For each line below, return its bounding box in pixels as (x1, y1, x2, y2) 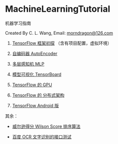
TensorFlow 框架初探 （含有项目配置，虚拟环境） (12, 40, 112, 46)
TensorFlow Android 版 (12, 102, 59, 108)
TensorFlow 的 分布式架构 (12, 92, 65, 98)
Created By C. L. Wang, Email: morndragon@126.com (5, 30, 113, 36)
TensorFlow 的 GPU (12, 82, 53, 88)
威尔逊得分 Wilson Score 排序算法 (12, 123, 81, 129)
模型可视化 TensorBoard (12, 71, 61, 77)
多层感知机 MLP (12, 61, 45, 67)
